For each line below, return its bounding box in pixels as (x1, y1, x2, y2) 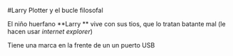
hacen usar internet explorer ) (7, 28, 93, 35)
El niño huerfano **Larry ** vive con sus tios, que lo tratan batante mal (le (7, 20, 226, 28)
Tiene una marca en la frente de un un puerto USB (7, 41, 155, 49)
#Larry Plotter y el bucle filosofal (7, 6, 103, 14)
